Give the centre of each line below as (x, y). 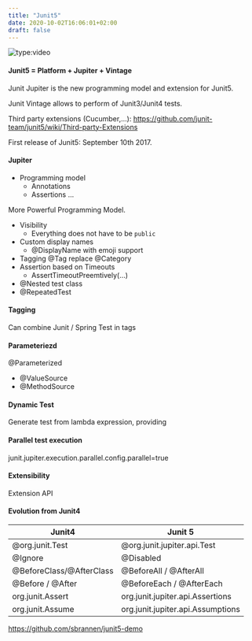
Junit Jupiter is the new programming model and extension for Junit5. (121, 88)
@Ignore (28, 558)
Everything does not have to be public (93, 233)
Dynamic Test (31, 404)
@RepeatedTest (46, 291)
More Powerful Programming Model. (67, 209)
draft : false (29, 30)
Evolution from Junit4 (44, 511)
